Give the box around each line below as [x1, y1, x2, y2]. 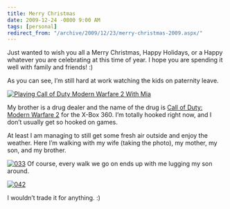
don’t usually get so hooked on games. [7, 118, 118, 127]
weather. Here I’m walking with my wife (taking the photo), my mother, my [7, 139, 218, 147]
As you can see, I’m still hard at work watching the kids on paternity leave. [7, 77, 220, 85]
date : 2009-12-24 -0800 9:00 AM [7, 17, 100, 24]
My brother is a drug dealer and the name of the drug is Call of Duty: [7, 103, 203, 111]
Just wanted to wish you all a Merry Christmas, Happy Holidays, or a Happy [7, 48, 223, 57]
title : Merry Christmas [7, 10, 76, 17]
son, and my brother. [7, 146, 67, 154]
